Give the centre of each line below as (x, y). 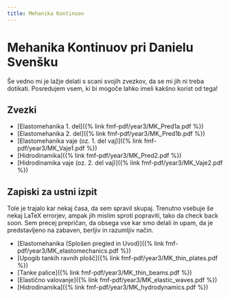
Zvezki (22, 110)
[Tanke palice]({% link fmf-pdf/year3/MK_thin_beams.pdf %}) (104, 273)
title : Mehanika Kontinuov (46, 13)
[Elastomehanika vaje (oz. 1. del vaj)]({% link (80, 141)
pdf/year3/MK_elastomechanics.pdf (68, 251)
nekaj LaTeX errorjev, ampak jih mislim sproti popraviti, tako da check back (113, 216)
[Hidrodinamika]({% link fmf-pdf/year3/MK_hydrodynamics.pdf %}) (113, 287)
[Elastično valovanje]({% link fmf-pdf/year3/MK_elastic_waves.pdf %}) (117, 280)
